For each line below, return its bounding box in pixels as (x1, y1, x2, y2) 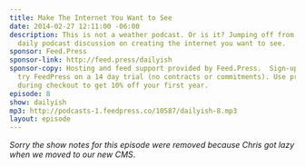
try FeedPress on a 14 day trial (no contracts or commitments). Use (17, 73, 286, 82)
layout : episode (9, 114, 71, 123)
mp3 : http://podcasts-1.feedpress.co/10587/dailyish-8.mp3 (9, 106, 238, 115)
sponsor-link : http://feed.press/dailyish (9, 55, 172, 64)
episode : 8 (9, 89, 51, 98)
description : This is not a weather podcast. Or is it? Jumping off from (9, 30, 295, 39)
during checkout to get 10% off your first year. (17, 81, 209, 90)
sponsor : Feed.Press (9, 47, 88, 56)
